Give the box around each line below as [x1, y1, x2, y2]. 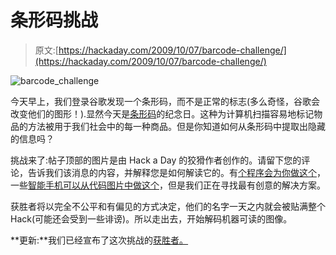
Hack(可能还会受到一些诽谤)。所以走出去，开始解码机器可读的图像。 [10, 212, 293, 225]
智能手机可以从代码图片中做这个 [28, 179, 160, 191]
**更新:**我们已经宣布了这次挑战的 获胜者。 [10, 234, 189, 246]
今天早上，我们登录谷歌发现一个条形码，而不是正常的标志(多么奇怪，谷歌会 [10, 95, 321, 107]
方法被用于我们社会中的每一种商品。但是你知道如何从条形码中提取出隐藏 [27, 120, 326, 132]
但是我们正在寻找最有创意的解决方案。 [167, 179, 326, 191]
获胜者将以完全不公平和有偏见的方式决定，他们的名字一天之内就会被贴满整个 [10, 200, 326, 212]
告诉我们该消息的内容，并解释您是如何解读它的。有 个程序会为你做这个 [27, 166, 317, 178]
